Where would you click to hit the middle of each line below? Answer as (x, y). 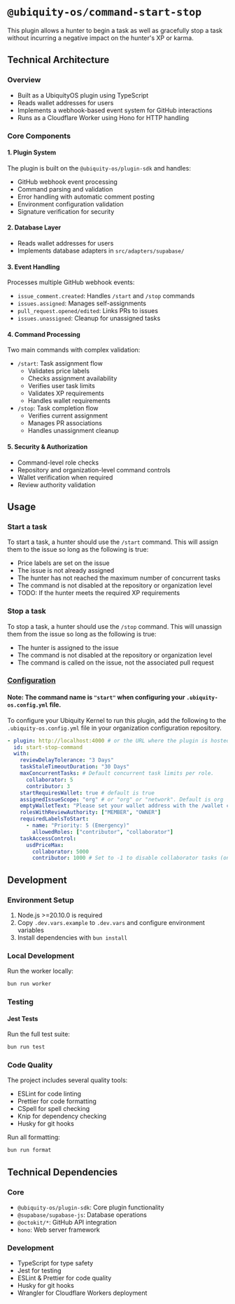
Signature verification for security (66, 211)
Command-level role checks (58, 463)
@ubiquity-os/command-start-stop (105, 12)
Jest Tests (23, 1018)
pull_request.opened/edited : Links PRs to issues (88, 311)
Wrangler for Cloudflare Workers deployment (82, 1293)
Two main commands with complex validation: (74, 350)
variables (30, 930)
